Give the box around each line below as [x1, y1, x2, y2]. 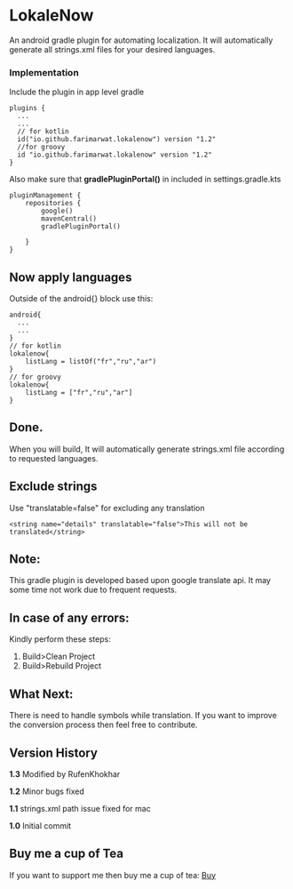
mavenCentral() [41, 214, 98, 223]
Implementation [9, 66, 80, 78]
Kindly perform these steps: [9, 634, 111, 645]
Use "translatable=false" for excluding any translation [9, 502, 205, 513]
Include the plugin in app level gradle [9, 86, 145, 98]
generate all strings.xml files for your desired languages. [9, 44, 216, 54]
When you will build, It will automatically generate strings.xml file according [9, 444, 285, 454]
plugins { [9, 104, 46, 113]
